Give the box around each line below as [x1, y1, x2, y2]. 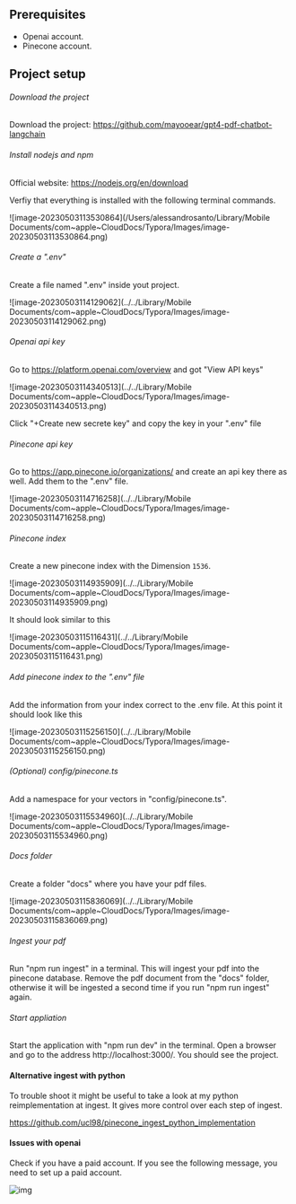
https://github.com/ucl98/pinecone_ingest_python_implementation [9, 1117, 256, 1128]
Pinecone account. [22, 40, 92, 51]
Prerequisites [9, 7, 86, 22]
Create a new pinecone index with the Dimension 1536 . [9, 561, 212, 571]
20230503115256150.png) [9, 745, 106, 756]
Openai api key [9, 336, 65, 347]
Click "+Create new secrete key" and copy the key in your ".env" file [9, 418, 262, 429]
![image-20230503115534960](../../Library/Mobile [9, 811, 194, 822]
